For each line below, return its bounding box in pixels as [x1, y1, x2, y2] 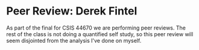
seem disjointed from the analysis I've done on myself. [6, 37, 142, 44]
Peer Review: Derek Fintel [6, 4, 137, 18]
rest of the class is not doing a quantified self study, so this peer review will [6, 30, 194, 37]
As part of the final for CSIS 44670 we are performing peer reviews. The [6, 24, 186, 31]
